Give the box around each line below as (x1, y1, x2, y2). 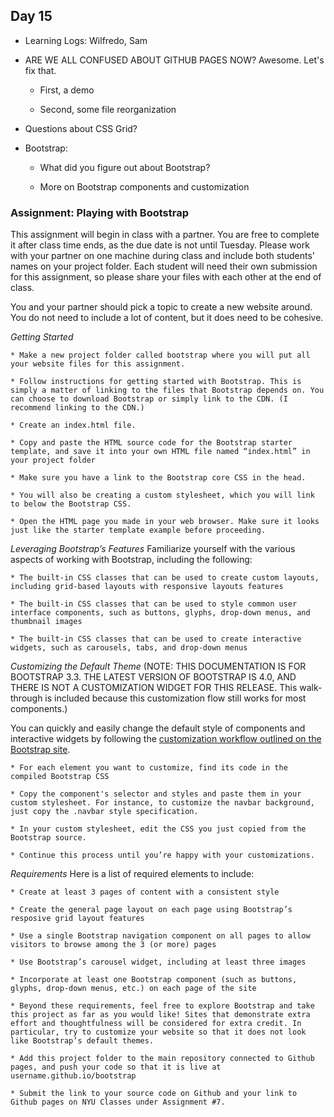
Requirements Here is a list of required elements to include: (10, 868, 255, 880)
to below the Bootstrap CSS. (10, 499, 132, 509)
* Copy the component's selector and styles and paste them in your (10, 789, 302, 799)
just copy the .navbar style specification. (10, 807, 199, 817)
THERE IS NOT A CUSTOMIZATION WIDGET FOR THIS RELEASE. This (10, 682, 298, 694)
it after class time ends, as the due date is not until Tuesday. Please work (10, 239, 310, 251)
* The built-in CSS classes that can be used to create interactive (10, 634, 302, 644)
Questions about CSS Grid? (24, 122, 138, 134)
